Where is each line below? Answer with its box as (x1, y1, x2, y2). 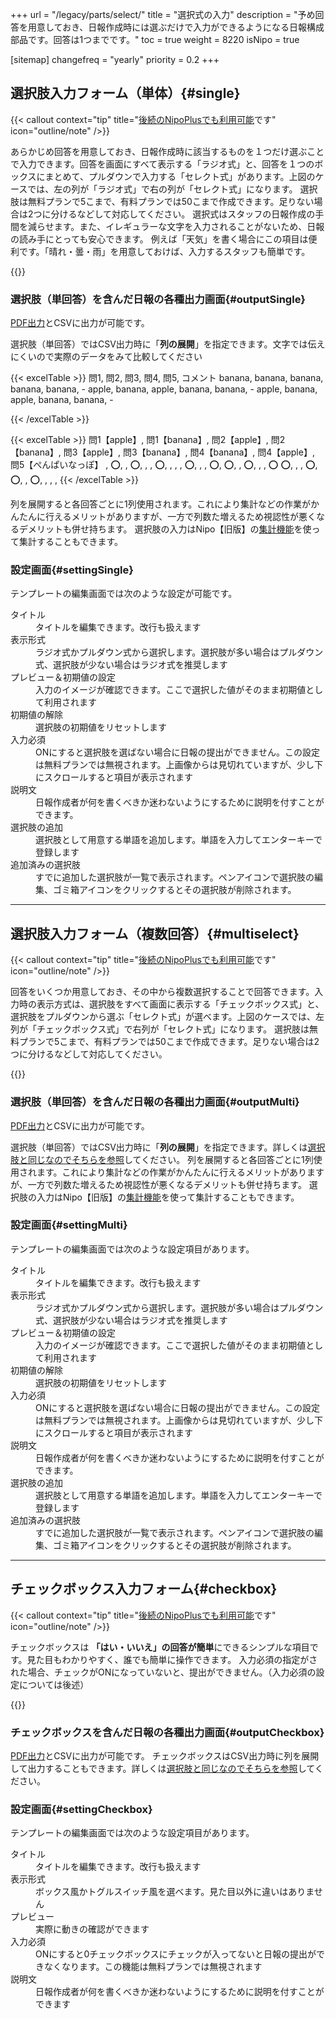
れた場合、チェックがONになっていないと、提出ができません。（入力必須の (10, 1666, 317, 1678)
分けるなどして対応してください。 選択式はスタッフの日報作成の (50, 208, 316, 220)
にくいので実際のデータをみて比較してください (10, 351, 203, 363)
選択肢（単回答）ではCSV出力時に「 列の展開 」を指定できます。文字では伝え (10, 338, 326, 350)
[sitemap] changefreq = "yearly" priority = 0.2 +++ (10, 54, 220, 65)
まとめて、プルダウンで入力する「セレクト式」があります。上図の (44, 170, 316, 182)
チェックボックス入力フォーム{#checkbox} (10, 1581, 278, 1598)
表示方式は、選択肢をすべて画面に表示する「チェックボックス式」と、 (36, 998, 325, 1010)
